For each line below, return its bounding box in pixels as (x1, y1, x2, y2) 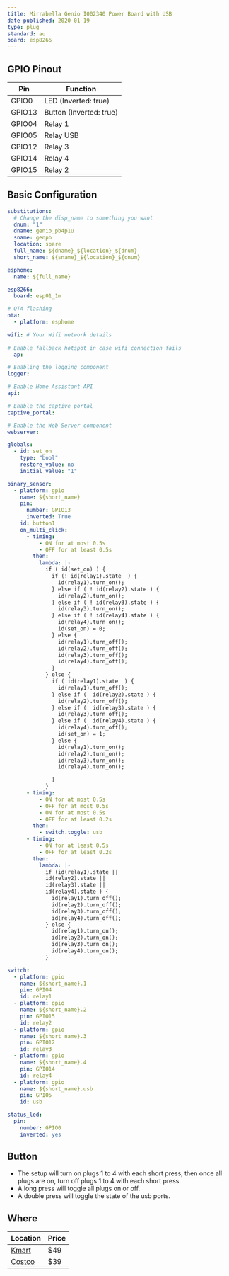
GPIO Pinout (7, 63, 62, 75)
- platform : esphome (13, 319, 74, 326)
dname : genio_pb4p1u (13, 227, 74, 234)
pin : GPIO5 (20, 1092, 52, 1099)
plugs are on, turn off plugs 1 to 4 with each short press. (17, 1177, 182, 1185)
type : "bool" (20, 455, 59, 462)
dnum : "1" (13, 221, 42, 228)
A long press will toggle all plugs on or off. (17, 1184, 140, 1193)
